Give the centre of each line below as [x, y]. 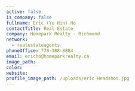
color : [14, 67]
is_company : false [29, 17]
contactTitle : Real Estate [40, 28]
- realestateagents [36, 45]
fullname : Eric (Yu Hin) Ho [41, 23]
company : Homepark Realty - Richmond [53, 34]
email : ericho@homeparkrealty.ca [48, 56]
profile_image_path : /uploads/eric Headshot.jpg [68, 78]
